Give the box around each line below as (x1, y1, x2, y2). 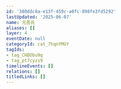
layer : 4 (6, 30, 27, 36)
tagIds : (6, 47, 25, 53)
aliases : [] (6, 25, 35, 31)
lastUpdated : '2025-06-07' (6, 14, 72, 20)
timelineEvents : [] (6, 63, 54, 69)
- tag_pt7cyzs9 (6, 57, 43, 63)
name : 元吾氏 (6, 19, 35, 25)
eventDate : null (6, 36, 46, 42)
